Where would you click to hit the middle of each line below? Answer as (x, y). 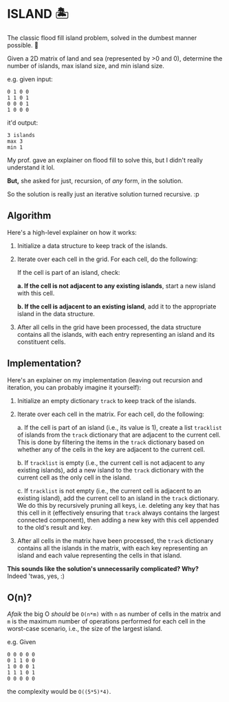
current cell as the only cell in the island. (74, 477)
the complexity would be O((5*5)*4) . (59, 692)
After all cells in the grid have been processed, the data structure (109, 327)
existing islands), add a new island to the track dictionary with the (110, 470)
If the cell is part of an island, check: (68, 272)
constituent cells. (41, 342)
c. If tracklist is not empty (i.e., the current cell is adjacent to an (109, 491)
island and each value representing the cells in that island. (99, 555)
